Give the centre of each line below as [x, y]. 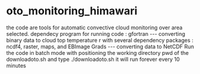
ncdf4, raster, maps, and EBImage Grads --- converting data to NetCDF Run [100, 47]
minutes [16, 65]
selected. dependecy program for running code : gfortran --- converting [96, 33]
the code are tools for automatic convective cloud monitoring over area [94, 27]
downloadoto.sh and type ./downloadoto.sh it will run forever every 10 [93, 59]
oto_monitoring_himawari [72, 11]
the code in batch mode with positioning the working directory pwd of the [98, 53]
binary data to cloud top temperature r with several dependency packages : [100, 40]
